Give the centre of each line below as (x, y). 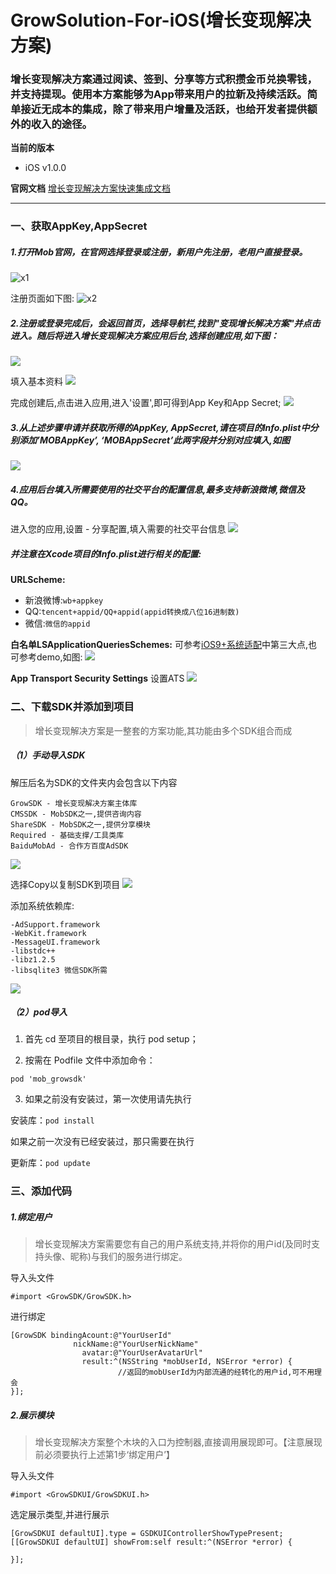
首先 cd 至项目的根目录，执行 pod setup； (111, 1039)
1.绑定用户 (31, 1217)
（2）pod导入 (39, 1012)
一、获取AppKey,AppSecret (79, 226)
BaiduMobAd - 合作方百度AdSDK (69, 846)
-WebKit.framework (48, 933)
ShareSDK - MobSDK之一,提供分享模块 (80, 824)
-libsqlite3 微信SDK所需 (59, 970)
